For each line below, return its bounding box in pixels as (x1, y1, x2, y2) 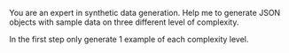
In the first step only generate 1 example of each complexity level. (9, 34, 249, 44)
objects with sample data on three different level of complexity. (9, 17, 239, 27)
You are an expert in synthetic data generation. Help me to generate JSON (9, 8, 281, 18)
